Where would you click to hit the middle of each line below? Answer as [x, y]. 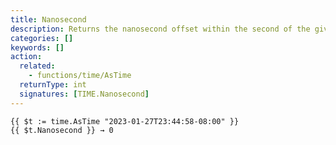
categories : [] [42, 38]
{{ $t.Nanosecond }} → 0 [62, 130]
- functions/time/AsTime [80, 76]
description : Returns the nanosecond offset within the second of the [160, 29]
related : [37, 66]
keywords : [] [37, 47]
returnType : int [53, 85]
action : [26, 57]
